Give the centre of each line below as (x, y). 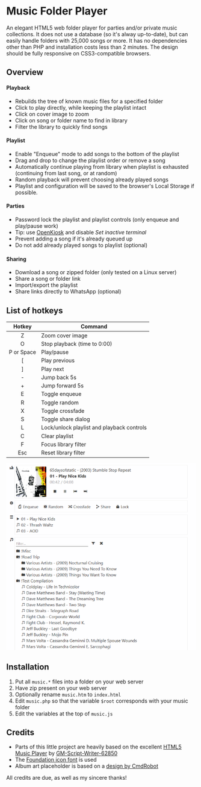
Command (94, 327)
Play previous (58, 360)
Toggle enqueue (61, 394)
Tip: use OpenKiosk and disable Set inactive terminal (80, 232)
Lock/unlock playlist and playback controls (94, 428)
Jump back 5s (59, 377)
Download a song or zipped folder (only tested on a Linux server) (96, 272)
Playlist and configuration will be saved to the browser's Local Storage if (104, 186)
